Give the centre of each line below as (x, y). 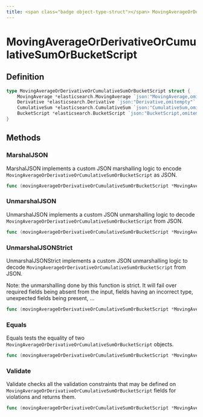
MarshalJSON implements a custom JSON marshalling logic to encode (94, 168)
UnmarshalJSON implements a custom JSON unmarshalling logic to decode (101, 214)
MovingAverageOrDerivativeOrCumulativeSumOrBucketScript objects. (90, 344)
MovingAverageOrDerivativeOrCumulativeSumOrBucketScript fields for (91, 390)
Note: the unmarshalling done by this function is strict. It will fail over (92, 285)
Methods (24, 138)
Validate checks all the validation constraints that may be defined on (91, 384)
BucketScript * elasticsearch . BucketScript (71, 113)
